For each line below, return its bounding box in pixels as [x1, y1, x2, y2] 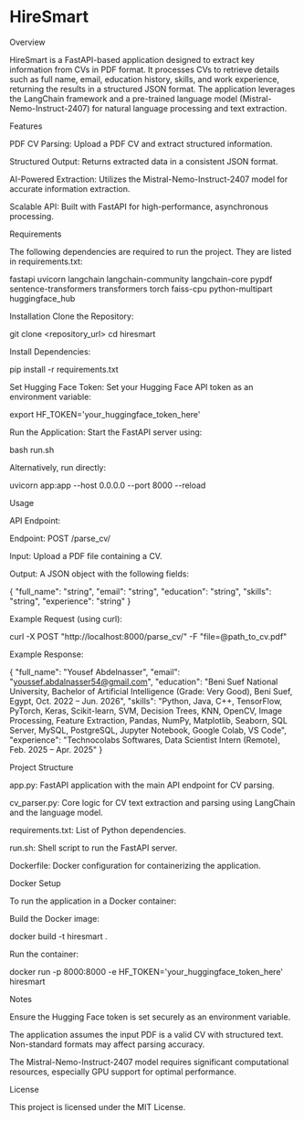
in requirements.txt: [9, 256, 83, 267]
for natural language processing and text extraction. [91, 102, 288, 113]
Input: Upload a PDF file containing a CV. [9, 550, 162, 561]
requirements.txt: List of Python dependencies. [9, 824, 187, 835]
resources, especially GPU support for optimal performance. [9, 1066, 237, 1077]
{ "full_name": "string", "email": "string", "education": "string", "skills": [9, 586, 272, 597]
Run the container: [9, 948, 79, 959]
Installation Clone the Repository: [9, 311, 134, 322]
